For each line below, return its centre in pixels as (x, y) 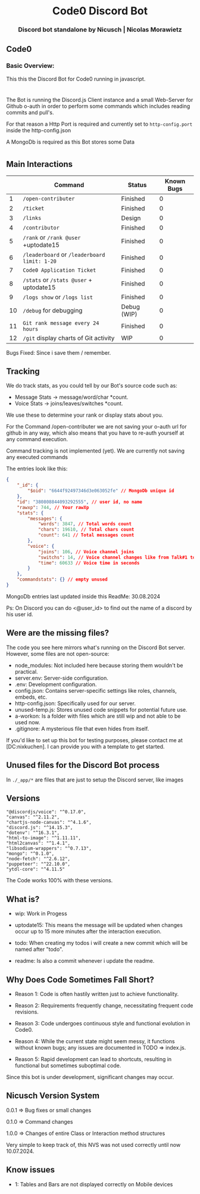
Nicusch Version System (53, 1096)
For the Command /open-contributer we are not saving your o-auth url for (97, 427)
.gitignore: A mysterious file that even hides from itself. (82, 728)
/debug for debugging (53, 310)
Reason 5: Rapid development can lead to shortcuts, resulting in (93, 1059)
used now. (27, 722)
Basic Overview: (30, 66)
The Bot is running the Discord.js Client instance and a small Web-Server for (100, 100)
